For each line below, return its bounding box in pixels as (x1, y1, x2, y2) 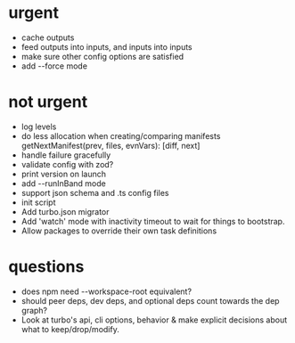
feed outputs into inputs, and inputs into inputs (20, 41, 193, 52)
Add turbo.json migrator (20, 206, 110, 216)
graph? (20, 305, 48, 315)
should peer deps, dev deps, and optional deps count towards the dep (20, 295, 280, 306)
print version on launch (20, 168, 107, 179)
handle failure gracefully (20, 150, 111, 160)
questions (8, 257, 85, 277)
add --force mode (20, 61, 88, 71)
